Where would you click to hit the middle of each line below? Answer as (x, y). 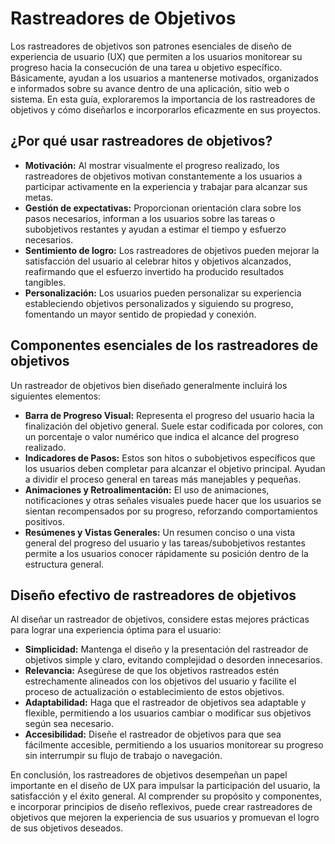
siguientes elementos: (56, 396)
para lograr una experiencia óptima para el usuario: (116, 630)
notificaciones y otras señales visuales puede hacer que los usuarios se (173, 500)
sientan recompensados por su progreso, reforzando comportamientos (171, 511)
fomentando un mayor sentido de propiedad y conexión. (140, 314)
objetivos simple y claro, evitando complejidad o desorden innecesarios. (173, 660)
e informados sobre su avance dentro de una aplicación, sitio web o (150, 88)
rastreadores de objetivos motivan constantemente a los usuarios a (163, 176)
